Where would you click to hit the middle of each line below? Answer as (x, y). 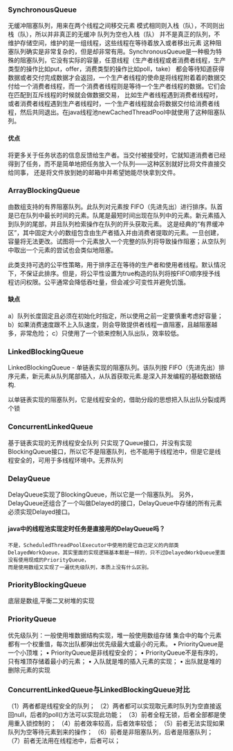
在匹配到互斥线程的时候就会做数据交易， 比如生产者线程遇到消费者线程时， (115, 95)
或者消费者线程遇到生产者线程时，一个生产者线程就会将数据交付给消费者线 (114, 104)
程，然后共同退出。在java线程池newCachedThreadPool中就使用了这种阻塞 (114, 112)
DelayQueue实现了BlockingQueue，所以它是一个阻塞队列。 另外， (103, 494)
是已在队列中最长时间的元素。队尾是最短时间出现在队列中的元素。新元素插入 (117, 215)
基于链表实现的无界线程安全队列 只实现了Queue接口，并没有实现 (100, 442)
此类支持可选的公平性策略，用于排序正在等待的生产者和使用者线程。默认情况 (117, 264)
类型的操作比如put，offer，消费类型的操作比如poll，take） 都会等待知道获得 (116, 69)
